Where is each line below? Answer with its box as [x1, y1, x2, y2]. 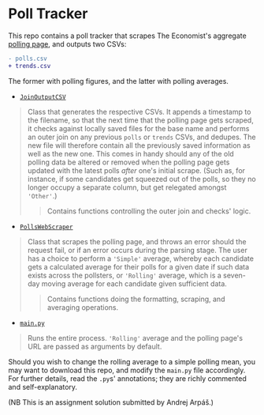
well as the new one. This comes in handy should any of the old [27, 149, 234, 158]
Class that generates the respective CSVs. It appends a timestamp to [27, 107, 251, 116]
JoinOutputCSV [19, 92, 66, 101]
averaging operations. [46, 302, 119, 312]
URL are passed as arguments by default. [27, 341, 162, 351]
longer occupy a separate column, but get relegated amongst [27, 183, 227, 192]
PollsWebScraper [19, 223, 73, 231]
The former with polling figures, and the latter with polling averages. [8, 76, 229, 85]
